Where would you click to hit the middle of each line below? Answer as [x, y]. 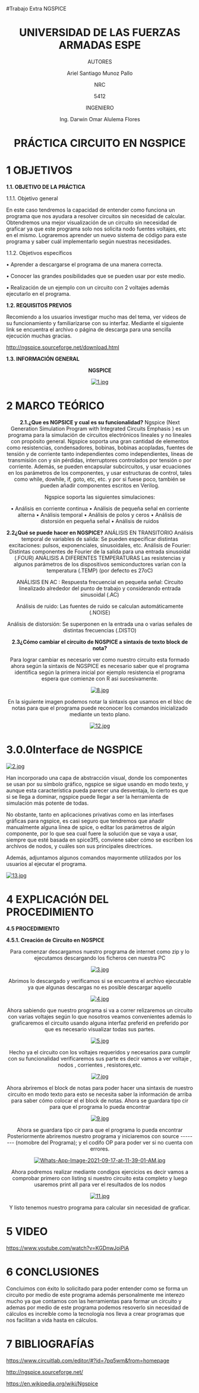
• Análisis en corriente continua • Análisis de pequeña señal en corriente [100, 508]
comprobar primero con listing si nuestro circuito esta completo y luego [100, 1178]
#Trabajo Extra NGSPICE [36, 9]
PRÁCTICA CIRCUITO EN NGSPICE [100, 144]
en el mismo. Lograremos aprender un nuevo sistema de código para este [97, 235]
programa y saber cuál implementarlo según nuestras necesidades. [89, 242]
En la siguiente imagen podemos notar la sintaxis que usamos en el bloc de [100, 702]
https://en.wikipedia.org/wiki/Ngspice [52, 1383]
